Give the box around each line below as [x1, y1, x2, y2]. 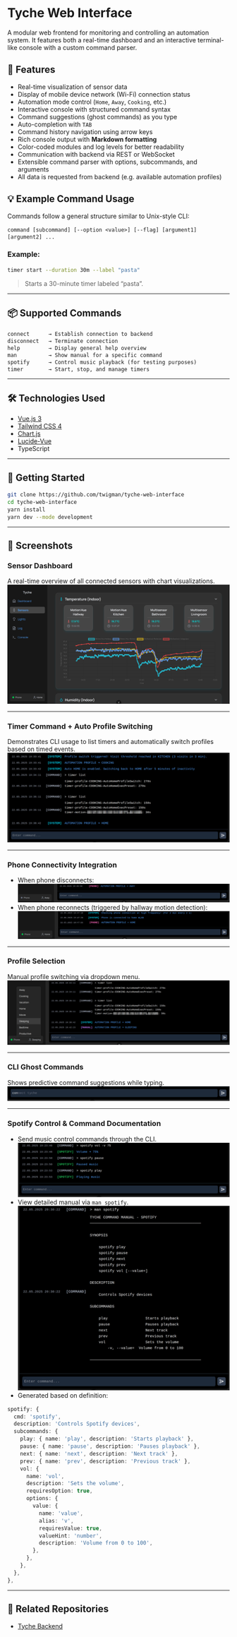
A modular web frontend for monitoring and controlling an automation [7, 28, 209, 37]
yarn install [7, 506, 46, 513]
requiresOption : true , [25, 1487, 93, 1494]
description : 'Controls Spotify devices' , [13, 1420, 140, 1427]
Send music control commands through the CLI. [17, 1134, 157, 1143]
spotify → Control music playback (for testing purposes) [7, 359, 197, 366]
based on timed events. [7, 745, 75, 753]
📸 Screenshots [7, 540, 73, 552]
